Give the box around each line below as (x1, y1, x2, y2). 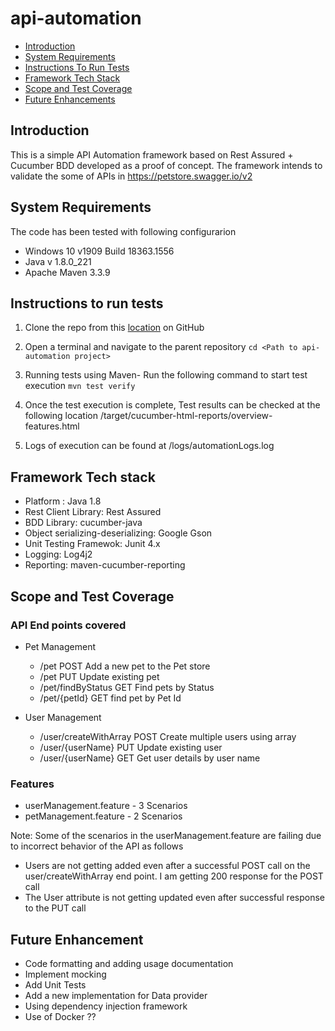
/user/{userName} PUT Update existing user (39, 741, 223, 753)
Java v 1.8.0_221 (24, 255, 92, 267)
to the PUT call (24, 902, 87, 914)
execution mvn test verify (24, 380, 136, 392)
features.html (24, 420, 80, 432)
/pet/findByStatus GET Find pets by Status (39, 681, 215, 693)
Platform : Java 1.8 (24, 495, 102, 507)
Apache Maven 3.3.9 (24, 266, 111, 278)
